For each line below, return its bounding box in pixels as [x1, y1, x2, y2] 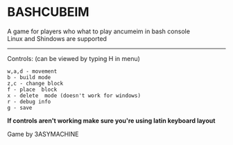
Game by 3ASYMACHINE [7, 130, 79, 138]
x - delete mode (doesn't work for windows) [7, 92, 141, 99]
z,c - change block [7, 80, 64, 87]
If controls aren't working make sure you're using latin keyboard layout [7, 116, 216, 125]
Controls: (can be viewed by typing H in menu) [7, 54, 141, 62]
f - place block [7, 86, 58, 93]
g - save [7, 104, 33, 111]
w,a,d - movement [7, 67, 58, 75]
